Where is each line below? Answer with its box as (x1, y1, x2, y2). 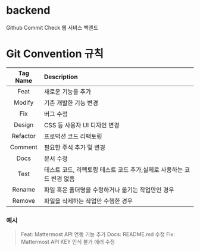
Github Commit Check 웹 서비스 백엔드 (6, 24, 98, 31)
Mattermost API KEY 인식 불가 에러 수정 (20, 239, 115, 246)
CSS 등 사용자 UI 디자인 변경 (43, 121, 120, 129)
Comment (10, 143, 37, 151)
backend (6, 4, 51, 17)
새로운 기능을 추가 (43, 87, 92, 96)
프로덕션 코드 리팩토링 (43, 132, 102, 140)
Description (43, 73, 79, 81)
